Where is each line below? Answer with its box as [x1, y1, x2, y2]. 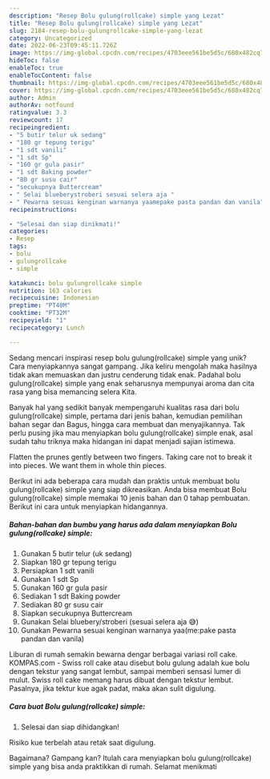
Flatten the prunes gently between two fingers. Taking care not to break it [9, 452, 252, 462]
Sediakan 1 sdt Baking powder [20, 591, 121, 601]
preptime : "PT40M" [9, 301, 71, 309]
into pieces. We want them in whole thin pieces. [9, 460, 167, 470]
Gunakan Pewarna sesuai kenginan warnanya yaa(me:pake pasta [20, 625, 236, 635]
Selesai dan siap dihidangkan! [20, 722, 119, 732]
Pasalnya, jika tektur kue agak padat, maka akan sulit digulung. [9, 683, 216, 693]
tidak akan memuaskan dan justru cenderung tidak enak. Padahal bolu [9, 369, 241, 379]
